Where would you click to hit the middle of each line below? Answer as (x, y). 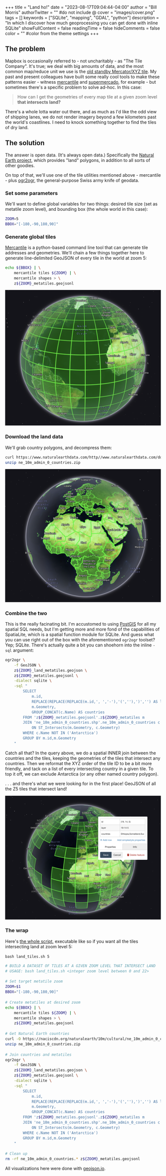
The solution (25, 143)
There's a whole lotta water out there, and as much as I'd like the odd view (81, 111)
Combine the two (26, 613)
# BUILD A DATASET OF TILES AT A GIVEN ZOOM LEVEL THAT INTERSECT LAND (80, 966)
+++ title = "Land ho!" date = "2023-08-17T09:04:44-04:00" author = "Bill (81, 7)
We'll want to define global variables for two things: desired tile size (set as (82, 204)
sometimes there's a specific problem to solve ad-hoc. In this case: (73, 87)
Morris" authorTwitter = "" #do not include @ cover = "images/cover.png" (80, 12)
